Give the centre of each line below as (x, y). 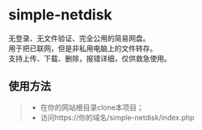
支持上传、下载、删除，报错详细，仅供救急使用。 (90, 58)
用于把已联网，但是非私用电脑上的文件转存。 (83, 48)
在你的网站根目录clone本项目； (92, 107)
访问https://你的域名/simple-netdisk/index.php (117, 117)
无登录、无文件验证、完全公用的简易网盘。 (79, 38)
